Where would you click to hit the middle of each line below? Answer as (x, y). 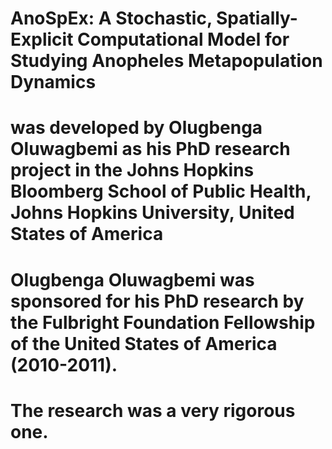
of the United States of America (144, 343)
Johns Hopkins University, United (152, 213)
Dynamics (53, 82)
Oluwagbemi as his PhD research (150, 149)
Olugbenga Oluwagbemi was (132, 279)
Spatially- (257, 18)
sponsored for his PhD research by (157, 301)
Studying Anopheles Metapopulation (166, 61)
